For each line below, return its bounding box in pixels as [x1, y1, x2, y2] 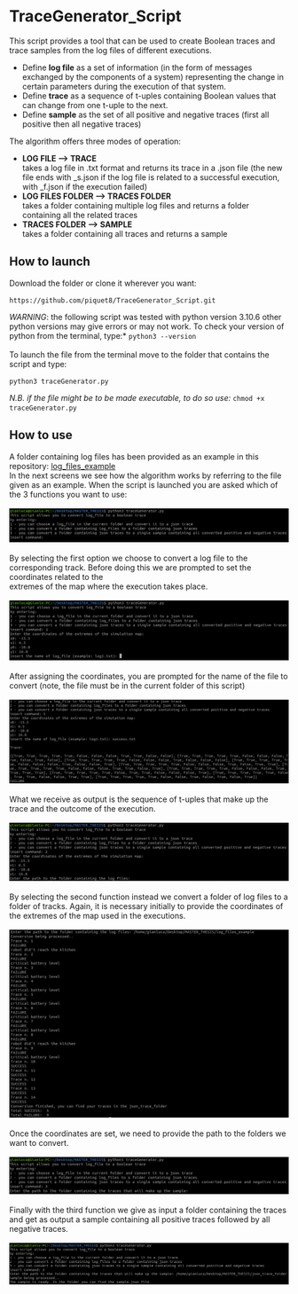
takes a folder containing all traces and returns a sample [21, 228, 228, 239]
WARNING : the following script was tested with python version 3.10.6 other [9, 311, 282, 322]
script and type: [9, 358, 67, 369]
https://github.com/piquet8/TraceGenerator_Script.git [9, 295, 216, 305]
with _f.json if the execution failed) [21, 181, 148, 192]
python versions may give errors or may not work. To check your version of [9, 321, 285, 332]
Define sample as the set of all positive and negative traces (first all [21, 109, 270, 120]
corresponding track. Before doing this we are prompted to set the [9, 562, 252, 573]
